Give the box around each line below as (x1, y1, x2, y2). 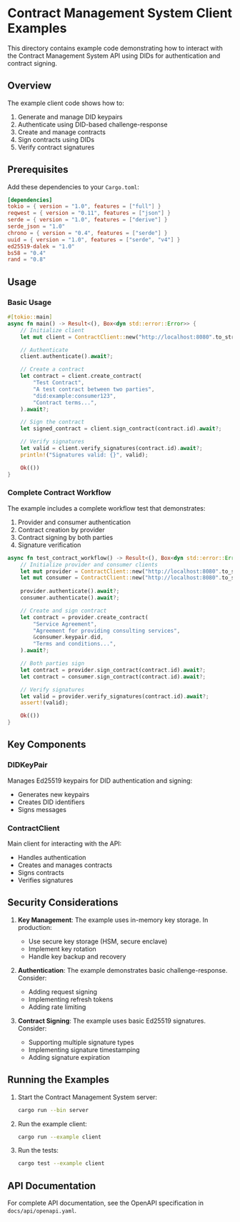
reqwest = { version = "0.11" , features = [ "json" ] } (7, 209, 171, 217)
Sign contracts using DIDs (17, 135, 95, 144)
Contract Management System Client (7, 5, 233, 21)
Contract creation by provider (17, 525, 105, 534)
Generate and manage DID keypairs (17, 112, 123, 121)
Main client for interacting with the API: (7, 839, 122, 848)
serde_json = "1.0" (7, 223, 66, 230)
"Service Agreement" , (33, 620, 98, 628)
